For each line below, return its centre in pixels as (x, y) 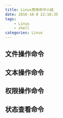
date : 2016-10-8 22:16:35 (31, 14)
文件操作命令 (25, 54)
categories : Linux (24, 33)
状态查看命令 (25, 109)
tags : (11, 19)
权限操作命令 (25, 91)
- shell (22, 28)
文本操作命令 (25, 72)
